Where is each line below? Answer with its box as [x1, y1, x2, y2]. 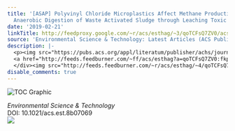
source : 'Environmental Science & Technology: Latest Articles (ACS [7, 36, 211, 43]
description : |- [7, 43, 55, 49]
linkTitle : [7, 29, 39, 37]
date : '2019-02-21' [7, 23, 64, 30]
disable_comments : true [7, 68, 77, 75]
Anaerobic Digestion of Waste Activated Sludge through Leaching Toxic [13, 17, 227, 24]
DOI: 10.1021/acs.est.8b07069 [7, 109, 93, 117]
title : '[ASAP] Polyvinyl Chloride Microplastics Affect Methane [7, 10, 201, 17]
